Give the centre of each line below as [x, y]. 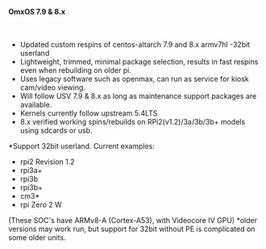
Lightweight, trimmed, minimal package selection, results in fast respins [139, 61]
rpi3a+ [31, 170]
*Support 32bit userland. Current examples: [82, 146]
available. [36, 105]
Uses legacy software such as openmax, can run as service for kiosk [135, 79]
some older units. [37, 237]
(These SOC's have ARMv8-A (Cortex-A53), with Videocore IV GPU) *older [133, 220]
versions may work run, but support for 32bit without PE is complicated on [132, 229]
